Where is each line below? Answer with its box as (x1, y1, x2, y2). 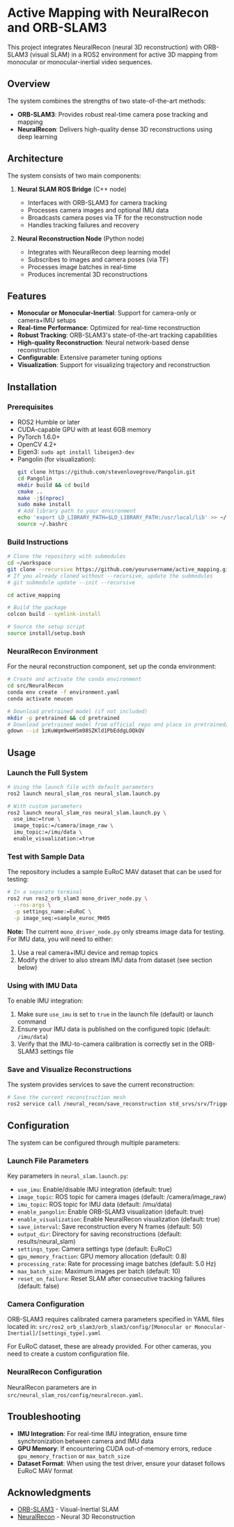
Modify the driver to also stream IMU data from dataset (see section (17, 956, 212, 964)
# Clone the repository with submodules (7, 553, 127, 560)
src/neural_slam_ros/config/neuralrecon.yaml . (7, 1390, 143, 1399)
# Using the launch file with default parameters (7, 783, 155, 791)
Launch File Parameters (7, 1156, 89, 1166)
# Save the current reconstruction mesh (7, 1094, 127, 1101)
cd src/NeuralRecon (7, 682, 64, 689)
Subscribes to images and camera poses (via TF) (27, 255, 169, 264)
